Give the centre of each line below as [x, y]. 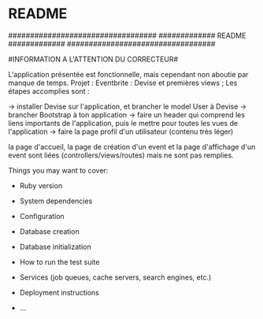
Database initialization [56, 247]
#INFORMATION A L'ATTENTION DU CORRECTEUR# [93, 59]
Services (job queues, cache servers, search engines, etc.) [115, 277]
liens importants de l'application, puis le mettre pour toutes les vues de [123, 123]
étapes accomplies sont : [49, 91]
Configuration [42, 216]
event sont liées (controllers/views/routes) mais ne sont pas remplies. [121, 155]
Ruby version [41, 185]
